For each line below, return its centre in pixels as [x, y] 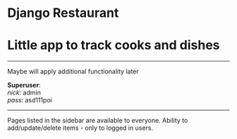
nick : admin [24, 92]
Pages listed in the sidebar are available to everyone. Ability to [98, 121]
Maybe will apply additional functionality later [73, 71]
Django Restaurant [63, 13]
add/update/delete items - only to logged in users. [80, 128]
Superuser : [24, 85]
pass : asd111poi [30, 100]
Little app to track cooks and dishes [114, 46]
